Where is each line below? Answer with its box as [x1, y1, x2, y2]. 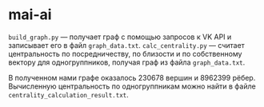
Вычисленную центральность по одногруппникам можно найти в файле [8, 81, 256, 91]
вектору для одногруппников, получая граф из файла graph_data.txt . [8, 57, 246, 67]
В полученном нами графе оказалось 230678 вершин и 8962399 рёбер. [8, 73, 256, 82]
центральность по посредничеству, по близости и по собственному [8, 49, 242, 58]
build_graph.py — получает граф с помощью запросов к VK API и [8, 32, 232, 42]
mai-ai [8, 6, 52, 24]
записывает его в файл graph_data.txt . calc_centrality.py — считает [8, 40, 246, 50]
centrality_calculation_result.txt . [8, 89, 130, 99]
